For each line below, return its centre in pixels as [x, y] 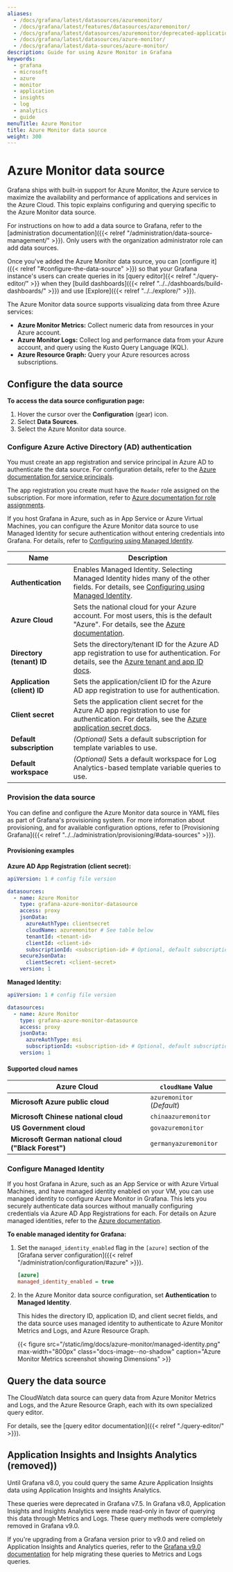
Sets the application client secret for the [138, 702]
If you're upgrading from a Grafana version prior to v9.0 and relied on [106, 1539]
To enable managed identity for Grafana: [67, 1234]
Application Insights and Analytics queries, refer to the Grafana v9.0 [104, 1546]
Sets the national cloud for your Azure [135, 607]
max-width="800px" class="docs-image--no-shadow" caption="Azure [119, 1352]
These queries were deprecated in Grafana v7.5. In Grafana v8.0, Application [116, 1503]
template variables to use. [115, 748]
